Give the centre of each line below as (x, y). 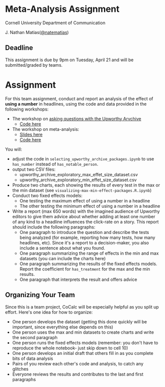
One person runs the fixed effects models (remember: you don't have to (85, 343)
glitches (20, 369)
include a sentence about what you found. (62, 248)
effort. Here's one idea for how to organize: (49, 312)
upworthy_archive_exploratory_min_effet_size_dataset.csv (78, 180)
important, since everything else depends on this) (63, 327)
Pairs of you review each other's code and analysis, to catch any (78, 363)
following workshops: (27, 109)
